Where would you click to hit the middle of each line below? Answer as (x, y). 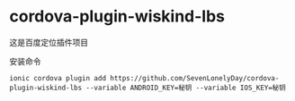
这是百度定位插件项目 (49, 42)
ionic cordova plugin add (58, 78)
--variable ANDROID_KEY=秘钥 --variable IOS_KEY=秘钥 (186, 88)
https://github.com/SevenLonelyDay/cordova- (194, 78)
